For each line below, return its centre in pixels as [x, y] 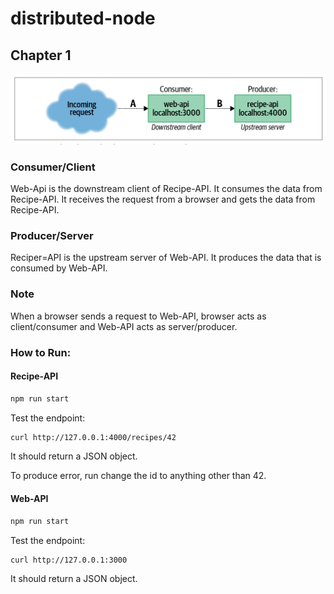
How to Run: [41, 352]
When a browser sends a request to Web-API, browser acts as [138, 316]
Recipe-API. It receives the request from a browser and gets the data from [163, 199]
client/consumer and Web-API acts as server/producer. [124, 326]
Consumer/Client [53, 167]
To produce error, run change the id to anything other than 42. [138, 476]
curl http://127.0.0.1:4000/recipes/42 [93, 437]
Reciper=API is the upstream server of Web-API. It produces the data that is [166, 258]
